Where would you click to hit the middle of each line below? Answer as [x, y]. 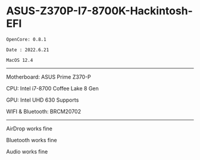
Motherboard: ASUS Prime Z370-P [49, 77]
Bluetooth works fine [32, 140]
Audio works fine [27, 151]
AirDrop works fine [29, 128]
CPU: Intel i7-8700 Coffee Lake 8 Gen [53, 88]
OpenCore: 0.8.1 [26, 39]
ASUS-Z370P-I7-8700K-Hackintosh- [100, 11]
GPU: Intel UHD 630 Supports [43, 100]
